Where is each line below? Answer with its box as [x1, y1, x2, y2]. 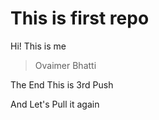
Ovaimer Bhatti [34, 59, 97, 71]
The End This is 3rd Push [10, 78, 114, 91]
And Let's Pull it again [10, 98, 100, 110]
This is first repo [10, 7, 150, 30]
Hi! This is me [10, 40, 67, 52]
